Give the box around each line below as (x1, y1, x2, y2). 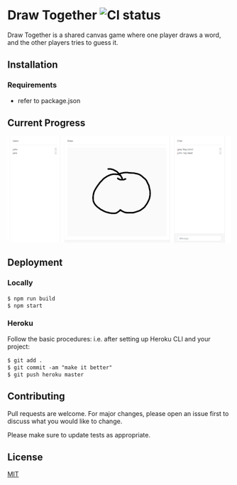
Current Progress (7, 117, 86, 129)
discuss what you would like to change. (7, 417, 123, 425)
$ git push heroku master (7, 371, 84, 378)
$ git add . (7, 356, 43, 364)
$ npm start (7, 302, 43, 309)
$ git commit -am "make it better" (7, 363, 113, 371)
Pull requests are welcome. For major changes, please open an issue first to (7, 409, 229, 417)
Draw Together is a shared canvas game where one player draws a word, (7, 31, 221, 39)
